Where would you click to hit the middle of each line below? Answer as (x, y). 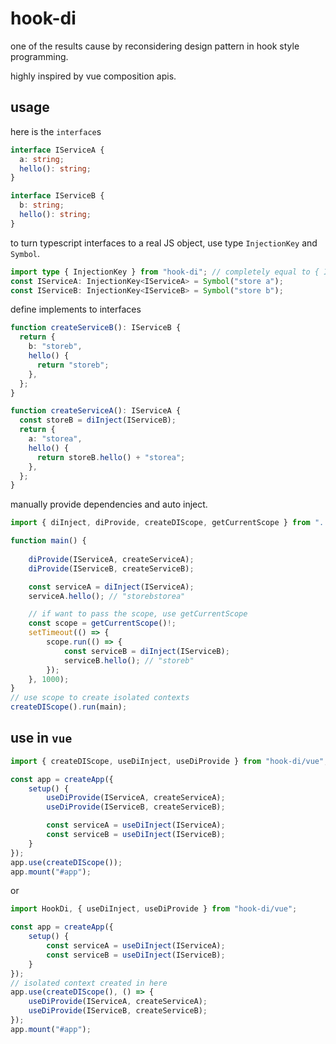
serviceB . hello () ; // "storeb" (129, 660)
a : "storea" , (55, 439)
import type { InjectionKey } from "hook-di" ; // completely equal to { (165, 272)
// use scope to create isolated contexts (100, 698)
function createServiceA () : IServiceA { (96, 411)
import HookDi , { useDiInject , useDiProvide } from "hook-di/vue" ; (154, 909)
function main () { (48, 541)
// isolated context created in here (89, 983)
